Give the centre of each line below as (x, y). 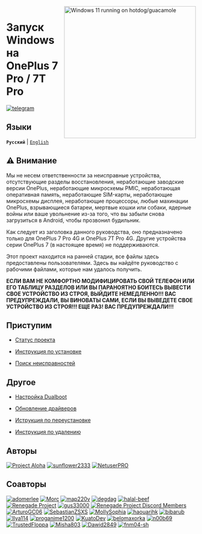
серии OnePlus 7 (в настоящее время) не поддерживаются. (83, 244)
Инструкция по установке (48, 352)
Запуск (25, 27)
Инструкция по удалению (48, 432)
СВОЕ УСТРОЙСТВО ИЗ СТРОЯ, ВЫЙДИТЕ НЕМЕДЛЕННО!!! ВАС (91, 294)
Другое (21, 382)
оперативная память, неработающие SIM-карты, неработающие (89, 194)
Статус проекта (35, 340)
